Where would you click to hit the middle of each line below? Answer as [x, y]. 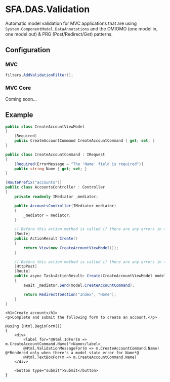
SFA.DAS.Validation [48, 9]
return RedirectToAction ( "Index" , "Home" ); [70, 294]
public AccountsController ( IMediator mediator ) [65, 206]
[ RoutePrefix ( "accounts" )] [34, 183]
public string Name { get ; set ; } [51, 169]
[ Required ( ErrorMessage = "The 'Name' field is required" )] [79, 164]
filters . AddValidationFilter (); [39, 75]
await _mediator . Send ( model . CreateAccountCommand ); [79, 285]
